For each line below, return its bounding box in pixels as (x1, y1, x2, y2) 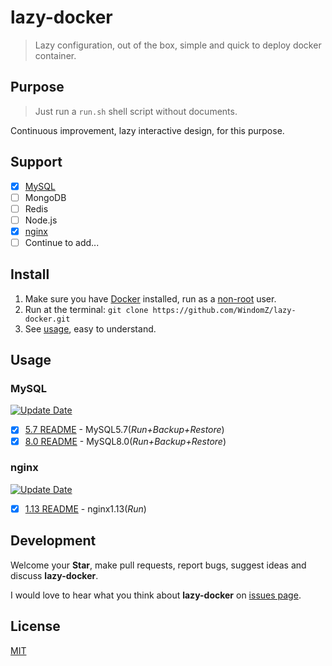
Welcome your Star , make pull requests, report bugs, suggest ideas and (10, 559, 307, 571)
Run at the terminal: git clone (24, 303, 149, 315)
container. (34, 49, 77, 61)
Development (10, 532, 97, 550)
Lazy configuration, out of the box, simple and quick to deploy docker (34, 39, 322, 51)
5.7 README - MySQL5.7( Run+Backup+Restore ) (24, 424, 225, 436)
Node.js (24, 214, 58, 226)
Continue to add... (24, 236, 100, 248)
